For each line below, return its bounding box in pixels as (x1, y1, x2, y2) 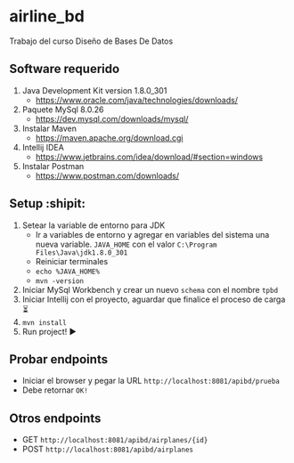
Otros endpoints (9, 410, 102, 426)
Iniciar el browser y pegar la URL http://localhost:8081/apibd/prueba (21, 376, 281, 386)
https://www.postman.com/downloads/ (35, 170, 180, 181)
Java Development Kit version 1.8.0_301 (21, 85, 167, 95)
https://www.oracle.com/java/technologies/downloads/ (35, 94, 239, 105)
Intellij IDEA (21, 142, 64, 152)
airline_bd (9, 6, 85, 27)
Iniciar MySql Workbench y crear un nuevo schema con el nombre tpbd (21, 284, 279, 295)
